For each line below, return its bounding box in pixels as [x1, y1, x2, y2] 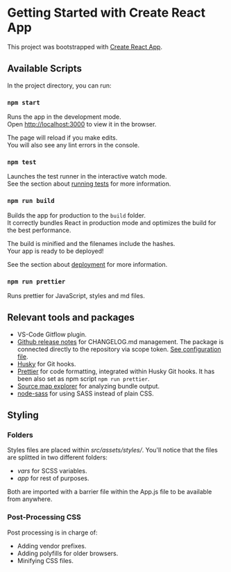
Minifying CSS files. [17, 556, 74, 564]
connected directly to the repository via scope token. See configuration [17, 345, 222, 353]
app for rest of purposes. [17, 474, 89, 482]
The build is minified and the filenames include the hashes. [7, 239, 176, 247]
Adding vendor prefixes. [17, 541, 87, 550]
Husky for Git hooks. [17, 359, 76, 368]
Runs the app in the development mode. [7, 113, 121, 121]
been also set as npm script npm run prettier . [17, 374, 151, 383]
